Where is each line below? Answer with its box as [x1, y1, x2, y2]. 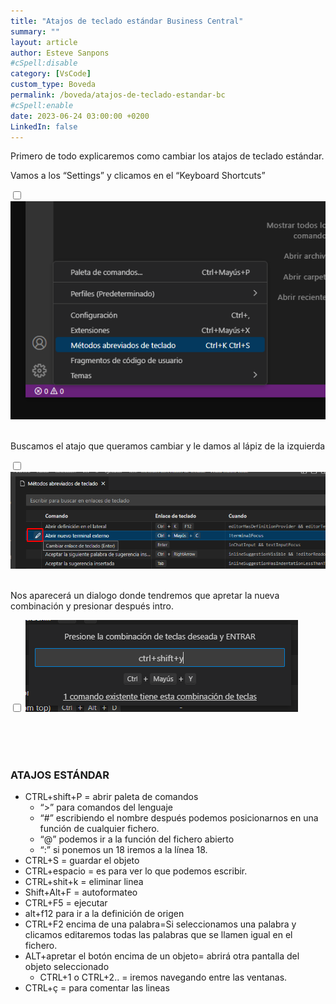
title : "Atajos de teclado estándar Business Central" [10, 16, 244, 26]
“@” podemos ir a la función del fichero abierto [39, 833, 235, 845]
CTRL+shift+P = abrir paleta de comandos [24, 791, 199, 803]
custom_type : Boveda [10, 80, 97, 90]
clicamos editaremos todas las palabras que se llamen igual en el [24, 929, 293, 941]
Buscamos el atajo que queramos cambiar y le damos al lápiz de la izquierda [10, 440, 326, 452]
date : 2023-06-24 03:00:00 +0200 [10, 111, 150, 121]
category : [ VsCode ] [10, 69, 92, 79]
